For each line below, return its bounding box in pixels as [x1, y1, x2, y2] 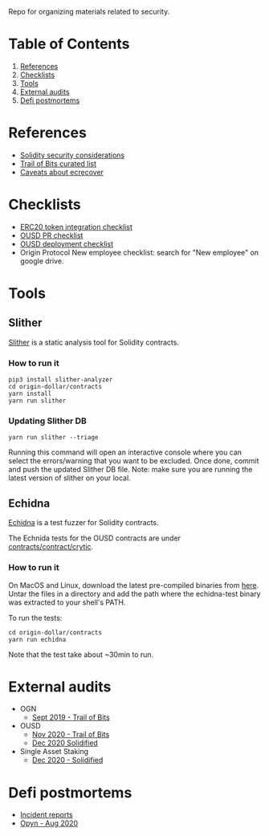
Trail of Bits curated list [19, 158, 97, 168]
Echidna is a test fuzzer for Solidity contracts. [8, 518, 159, 528]
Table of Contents [8, 35, 130, 53]
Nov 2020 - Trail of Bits [31, 730, 110, 740]
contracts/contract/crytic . [8, 542, 94, 552]
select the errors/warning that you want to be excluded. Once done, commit [8, 456, 259, 466]
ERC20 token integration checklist [19, 222, 132, 231]
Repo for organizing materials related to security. [8, 7, 170, 16]
